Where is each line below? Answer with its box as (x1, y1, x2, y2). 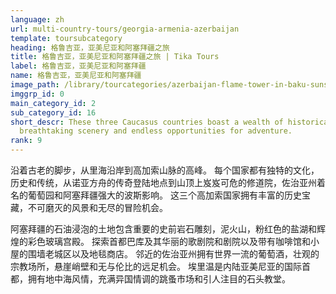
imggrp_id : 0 (10, 89, 65, 99)
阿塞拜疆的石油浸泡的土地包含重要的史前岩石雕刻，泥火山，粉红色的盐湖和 (10, 223, 317, 235)
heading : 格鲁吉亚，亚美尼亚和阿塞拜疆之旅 (10, 42, 170, 53)
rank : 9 (10, 136, 43, 146)
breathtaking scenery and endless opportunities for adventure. (19, 126, 293, 136)
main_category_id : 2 (10, 98, 97, 108)
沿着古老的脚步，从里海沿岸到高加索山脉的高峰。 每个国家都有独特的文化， (10, 164, 320, 176)
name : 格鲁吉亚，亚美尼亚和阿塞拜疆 (10, 71, 142, 81)
